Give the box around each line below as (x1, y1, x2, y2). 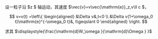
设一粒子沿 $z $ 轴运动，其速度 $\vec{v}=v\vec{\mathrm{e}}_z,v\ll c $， (5, 4, 149, 10)
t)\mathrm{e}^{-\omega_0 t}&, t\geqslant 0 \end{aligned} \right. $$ (14, 19, 148, 24)
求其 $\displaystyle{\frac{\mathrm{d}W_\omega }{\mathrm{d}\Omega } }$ (5, 29, 152, 34)
